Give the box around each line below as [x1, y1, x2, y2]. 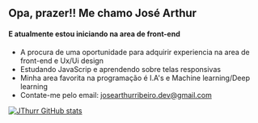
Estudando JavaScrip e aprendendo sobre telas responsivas [19, 64, 221, 74]
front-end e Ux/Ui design [19, 56, 104, 66]
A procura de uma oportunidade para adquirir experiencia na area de [19, 47, 250, 57]
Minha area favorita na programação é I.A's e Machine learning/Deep [19, 73, 251, 83]
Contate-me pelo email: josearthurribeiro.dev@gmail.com [19, 90, 212, 100]
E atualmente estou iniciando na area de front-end [8, 28, 180, 39]
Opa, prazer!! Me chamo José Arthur [8, 6, 197, 20]
